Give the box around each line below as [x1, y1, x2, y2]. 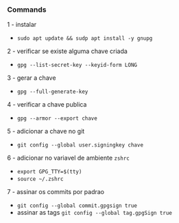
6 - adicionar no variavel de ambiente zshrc [7, 153, 130, 162]
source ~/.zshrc [16, 176, 64, 183]
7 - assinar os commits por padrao [7, 188, 105, 196]
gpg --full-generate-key [16, 88, 88, 96]
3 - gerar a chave [7, 74, 56, 82]
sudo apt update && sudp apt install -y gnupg [16, 35, 153, 42]
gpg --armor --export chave [16, 115, 97, 122]
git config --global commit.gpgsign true [16, 202, 137, 209]
